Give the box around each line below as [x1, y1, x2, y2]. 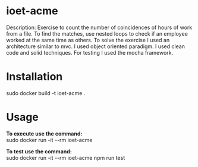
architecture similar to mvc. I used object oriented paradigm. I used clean [6, 43, 186, 50]
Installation [6, 70, 63, 84]
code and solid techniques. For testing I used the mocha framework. [6, 49, 174, 56]
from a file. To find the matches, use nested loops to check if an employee [6, 30, 188, 37]
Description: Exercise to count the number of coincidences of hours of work [6, 24, 193, 31]
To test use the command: [6, 147, 73, 155]
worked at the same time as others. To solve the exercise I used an [6, 36, 170, 43]
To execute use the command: [6, 130, 83, 137]
